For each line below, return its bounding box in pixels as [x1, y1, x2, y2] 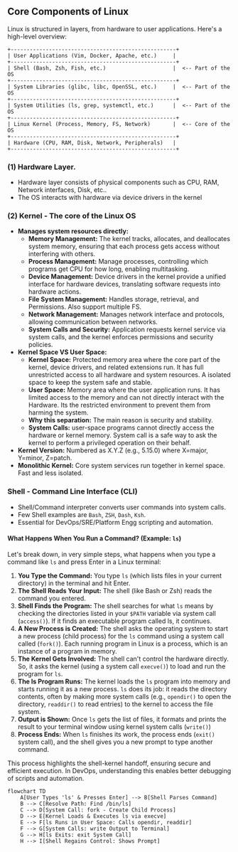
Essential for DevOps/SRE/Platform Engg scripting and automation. [17, 518, 214, 526]
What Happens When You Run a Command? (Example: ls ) [7, 534, 182, 543]
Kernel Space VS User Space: [17, 348, 107, 356]
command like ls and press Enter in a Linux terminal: [7, 558, 161, 566]
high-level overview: [7, 32, 67, 41]
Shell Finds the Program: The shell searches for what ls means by [17, 601, 214, 610]
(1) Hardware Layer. [7, 161, 76, 171]
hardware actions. [28, 287, 82, 296]
